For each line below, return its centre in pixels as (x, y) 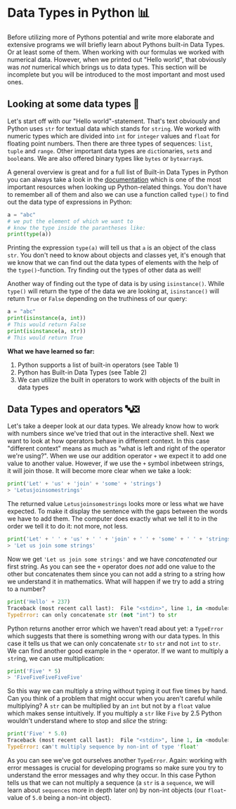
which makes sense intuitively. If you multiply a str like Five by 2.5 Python (115, 713)
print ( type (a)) (29, 234)
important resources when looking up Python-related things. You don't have (117, 187)
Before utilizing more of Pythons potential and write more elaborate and (111, 37)
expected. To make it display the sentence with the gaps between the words (118, 511)
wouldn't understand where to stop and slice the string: (87, 721)
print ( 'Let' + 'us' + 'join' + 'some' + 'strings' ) (84, 484)
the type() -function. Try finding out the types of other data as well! (104, 270)
